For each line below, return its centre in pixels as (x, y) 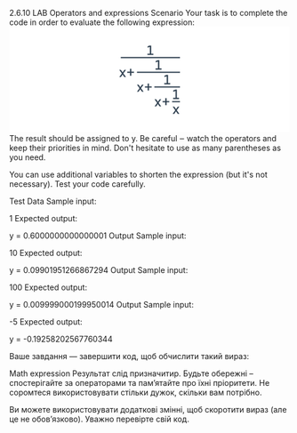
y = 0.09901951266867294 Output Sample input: (99, 270)
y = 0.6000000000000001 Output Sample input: (98, 236)
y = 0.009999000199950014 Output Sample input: (101, 305)
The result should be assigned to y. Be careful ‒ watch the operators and (143, 139)
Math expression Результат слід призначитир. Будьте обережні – (131, 373)
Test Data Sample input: (53, 201)
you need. (28, 157)
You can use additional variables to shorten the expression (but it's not (139, 175)
